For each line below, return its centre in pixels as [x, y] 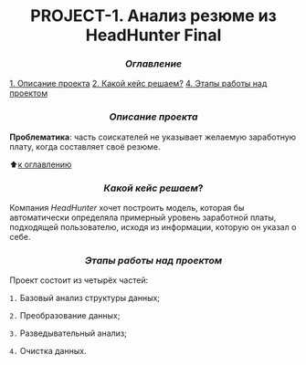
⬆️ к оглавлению [41, 164]
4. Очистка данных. [48, 351]
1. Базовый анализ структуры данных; [85, 298]
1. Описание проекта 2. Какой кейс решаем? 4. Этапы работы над [138, 84]
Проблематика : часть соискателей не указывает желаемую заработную [153, 137]
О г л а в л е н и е [153, 64]
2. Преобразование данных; [65, 316]
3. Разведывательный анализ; [69, 333]
